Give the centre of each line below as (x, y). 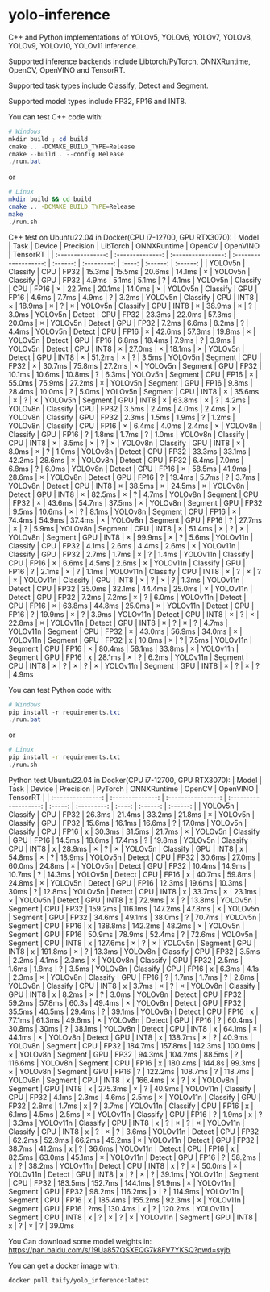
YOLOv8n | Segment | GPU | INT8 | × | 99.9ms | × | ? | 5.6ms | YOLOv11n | (131, 537)
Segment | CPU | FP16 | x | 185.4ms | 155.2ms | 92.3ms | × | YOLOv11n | (127, 1200)
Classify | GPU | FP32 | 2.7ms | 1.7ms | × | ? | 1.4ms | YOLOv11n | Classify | (131, 554)
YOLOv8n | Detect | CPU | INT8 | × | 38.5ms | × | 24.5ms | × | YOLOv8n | (129, 486)
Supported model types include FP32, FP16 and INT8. (98, 101)
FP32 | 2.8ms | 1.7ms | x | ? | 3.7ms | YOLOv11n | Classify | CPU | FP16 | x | (131, 1106)
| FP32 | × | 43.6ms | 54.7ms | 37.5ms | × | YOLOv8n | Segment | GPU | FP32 (135, 502)
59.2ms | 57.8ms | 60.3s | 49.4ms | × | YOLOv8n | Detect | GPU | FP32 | (127, 1002)
